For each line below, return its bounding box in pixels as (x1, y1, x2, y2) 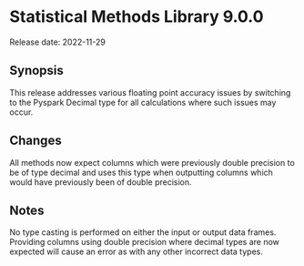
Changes (9, 133, 62, 148)
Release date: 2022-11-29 (9, 36, 106, 47)
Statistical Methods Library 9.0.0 (9, 6, 264, 27)
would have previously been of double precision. (9, 176, 193, 188)
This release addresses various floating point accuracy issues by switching (9, 87, 291, 97)
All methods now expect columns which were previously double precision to (9, 157, 296, 168)
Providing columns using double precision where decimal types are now (9, 237, 280, 248)
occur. (9, 107, 34, 118)
